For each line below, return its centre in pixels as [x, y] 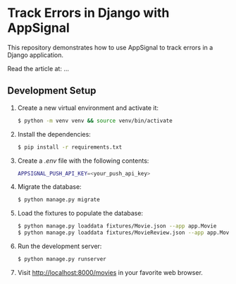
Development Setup [52, 91]
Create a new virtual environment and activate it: [88, 108]
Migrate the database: [50, 187]
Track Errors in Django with [88, 13]
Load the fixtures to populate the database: [80, 214]
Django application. [35, 55]
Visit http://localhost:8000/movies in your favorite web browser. [110, 272]
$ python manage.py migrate [58, 200]
